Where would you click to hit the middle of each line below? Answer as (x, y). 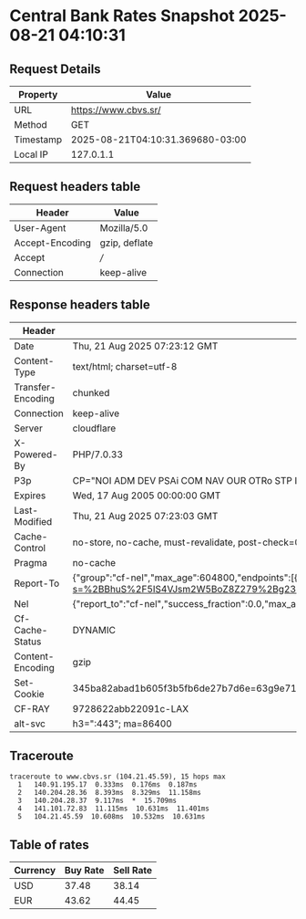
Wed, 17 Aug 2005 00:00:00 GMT (147, 496)
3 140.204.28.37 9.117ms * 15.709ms (97, 801)
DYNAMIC (94, 630)
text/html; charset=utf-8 (125, 366)
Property (38, 94)
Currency (35, 871)
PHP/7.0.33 (97, 454)
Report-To (37, 583)
